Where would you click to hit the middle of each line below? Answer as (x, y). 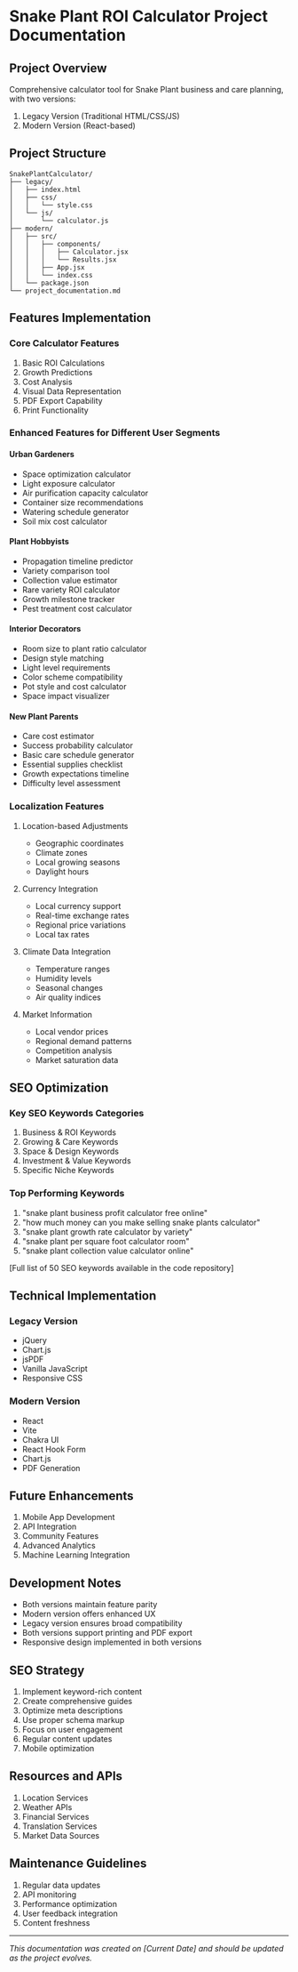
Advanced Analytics (59, 1546)
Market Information (57, 1014)
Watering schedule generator (75, 511)
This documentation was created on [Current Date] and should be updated (146, 1948)
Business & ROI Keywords (69, 1132)
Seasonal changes (69, 987)
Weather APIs (47, 1807)
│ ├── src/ (33, 236)
